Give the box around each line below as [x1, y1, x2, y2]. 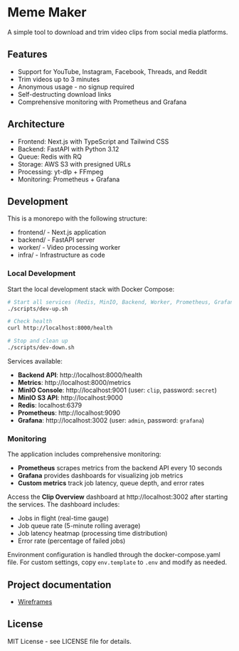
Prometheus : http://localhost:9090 [17, 408, 121, 417]
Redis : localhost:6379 [17, 401, 83, 409]
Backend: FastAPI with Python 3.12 [17, 144, 119, 153]
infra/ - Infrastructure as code [17, 250, 105, 260]
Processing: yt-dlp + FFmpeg [17, 167, 104, 176]
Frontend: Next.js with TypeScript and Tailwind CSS [17, 137, 169, 146]
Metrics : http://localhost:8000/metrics [17, 378, 132, 386]
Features [7, 48, 48, 60]
